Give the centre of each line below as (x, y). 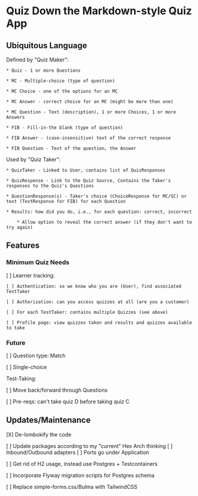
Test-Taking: (21, 379)
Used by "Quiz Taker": (33, 159)
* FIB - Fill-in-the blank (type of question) (65, 128)
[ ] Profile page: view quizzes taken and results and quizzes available (99, 322)
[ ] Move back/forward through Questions (57, 390)
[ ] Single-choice (27, 367)
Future (16, 342)
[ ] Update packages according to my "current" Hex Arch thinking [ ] (90, 446)
